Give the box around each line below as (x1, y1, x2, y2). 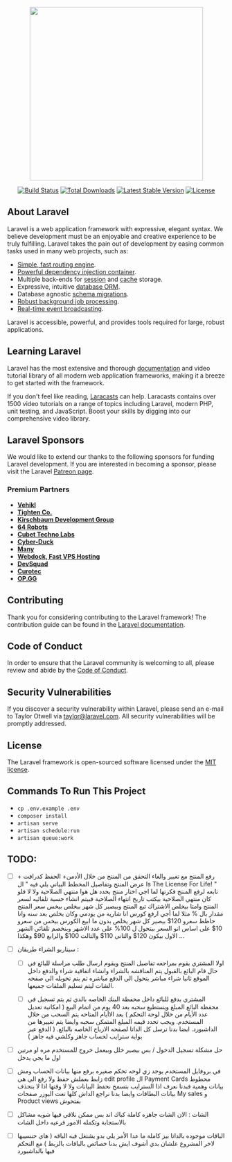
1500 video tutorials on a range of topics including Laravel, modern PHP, (7, 399, 213, 407)
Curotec (17, 566, 42, 575)
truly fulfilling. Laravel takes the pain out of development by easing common (7, 239, 224, 248)
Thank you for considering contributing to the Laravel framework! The (7, 613, 206, 621)
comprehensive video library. (7, 414, 91, 423)
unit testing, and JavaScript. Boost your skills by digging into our (7, 407, 191, 415)
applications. (7, 325, 44, 333)
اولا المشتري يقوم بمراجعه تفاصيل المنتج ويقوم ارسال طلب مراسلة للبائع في (27, 959, 224, 967)
